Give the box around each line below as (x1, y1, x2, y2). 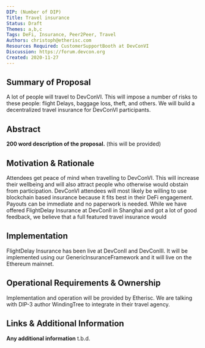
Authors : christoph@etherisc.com (6, 37, 92, 43)
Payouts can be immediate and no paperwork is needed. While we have (6, 200, 187, 208)
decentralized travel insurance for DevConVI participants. (6, 106, 151, 114)
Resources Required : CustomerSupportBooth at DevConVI (6, 43, 149, 50)
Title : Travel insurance (6, 15, 70, 21)
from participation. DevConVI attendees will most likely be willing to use (6, 187, 187, 194)
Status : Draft (6, 20, 43, 26)
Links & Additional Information (6, 319, 124, 329)
